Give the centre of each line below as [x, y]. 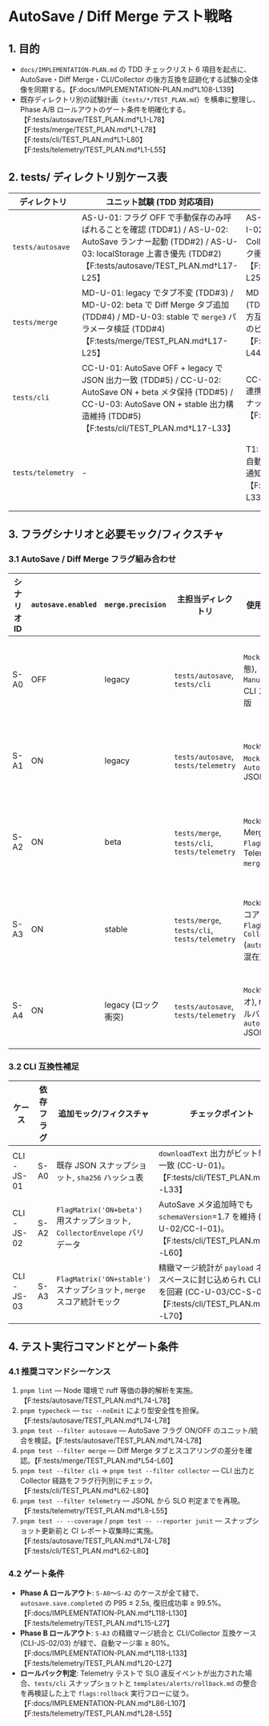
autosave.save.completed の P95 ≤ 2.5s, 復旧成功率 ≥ [107, 1602]
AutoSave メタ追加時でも [206, 1204]
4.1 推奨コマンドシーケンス [60, 1371]
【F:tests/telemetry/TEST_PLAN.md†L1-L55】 [94, 150]
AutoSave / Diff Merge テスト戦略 [120, 16]
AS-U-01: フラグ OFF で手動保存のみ [153, 217]
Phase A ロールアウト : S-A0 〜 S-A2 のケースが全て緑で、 [111, 1593]
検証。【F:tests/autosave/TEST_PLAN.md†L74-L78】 [120, 1440]
